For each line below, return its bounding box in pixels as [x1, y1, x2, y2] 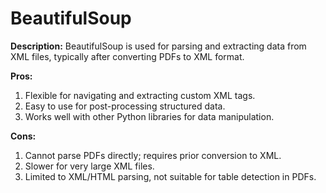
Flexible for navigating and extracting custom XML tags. [24, 89, 256, 101]
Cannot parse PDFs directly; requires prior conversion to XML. [24, 149, 282, 161]
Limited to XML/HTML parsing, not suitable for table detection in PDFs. [24, 170, 317, 182]
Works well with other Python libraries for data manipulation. [24, 110, 275, 122]
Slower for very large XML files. [24, 160, 155, 172]
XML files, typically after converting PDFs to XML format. [10, 50, 245, 62]
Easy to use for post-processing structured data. [24, 100, 226, 112]
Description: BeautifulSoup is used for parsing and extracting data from [10, 40, 307, 52]
